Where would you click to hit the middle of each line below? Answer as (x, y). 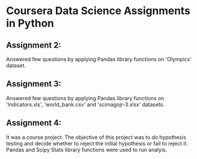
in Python (30, 23)
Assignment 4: (34, 123)
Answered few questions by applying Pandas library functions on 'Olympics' (99, 59)
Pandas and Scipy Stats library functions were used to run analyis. (87, 150)
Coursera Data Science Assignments (98, 11)
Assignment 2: (34, 45)
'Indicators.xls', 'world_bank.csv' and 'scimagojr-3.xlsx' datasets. (86, 104)
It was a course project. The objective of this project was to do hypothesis (96, 137)
